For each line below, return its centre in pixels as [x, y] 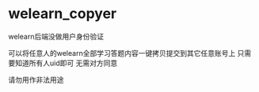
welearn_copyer [63, 14]
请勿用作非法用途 [36, 79]
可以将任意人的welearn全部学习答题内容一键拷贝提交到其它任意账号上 [122, 53]
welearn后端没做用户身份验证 [56, 36]
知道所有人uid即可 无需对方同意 [66, 63]
